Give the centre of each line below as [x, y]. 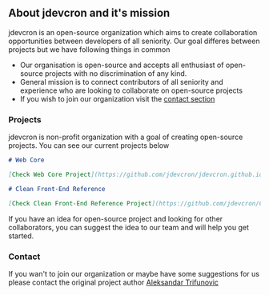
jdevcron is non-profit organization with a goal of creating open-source [126, 137]
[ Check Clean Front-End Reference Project [80, 203]
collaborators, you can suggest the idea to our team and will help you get [129, 227]
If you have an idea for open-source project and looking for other [116, 218]
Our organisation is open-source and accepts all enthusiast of [122, 65]
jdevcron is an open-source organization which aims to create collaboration [133, 32]
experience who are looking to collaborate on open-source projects [131, 90]
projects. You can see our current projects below [89, 146]
